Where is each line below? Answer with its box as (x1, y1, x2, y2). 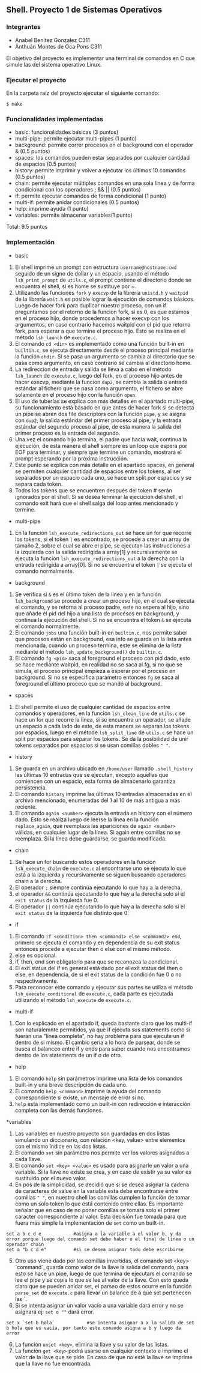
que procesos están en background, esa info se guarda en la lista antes (14, 635, 192, 642)
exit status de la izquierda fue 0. (14, 896, 99, 904)
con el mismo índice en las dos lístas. (14, 1142, 107, 1150)
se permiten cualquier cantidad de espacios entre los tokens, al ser (14, 468, 181, 475)
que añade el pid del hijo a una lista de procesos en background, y (14, 609, 179, 617)
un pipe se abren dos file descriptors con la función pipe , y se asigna (14, 410, 186, 417)
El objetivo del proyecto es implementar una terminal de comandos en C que (6, 54, 196, 62)
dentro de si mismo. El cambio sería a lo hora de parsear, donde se (14, 1039, 181, 1046)
